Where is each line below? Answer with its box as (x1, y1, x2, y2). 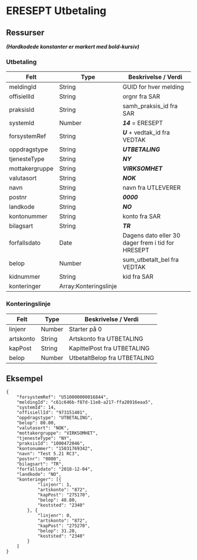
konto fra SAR (123, 212, 161, 221)
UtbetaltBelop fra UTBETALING (69, 354, 154, 362)
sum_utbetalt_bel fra (123, 256, 179, 264)
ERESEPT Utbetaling (6, 4, 107, 18)
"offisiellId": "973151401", (16, 410, 88, 416)
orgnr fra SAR (123, 92, 160, 101)
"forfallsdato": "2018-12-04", (16, 466, 93, 472)
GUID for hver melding (123, 83, 185, 91)
